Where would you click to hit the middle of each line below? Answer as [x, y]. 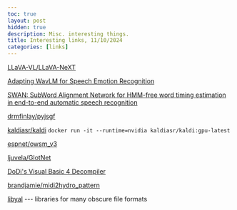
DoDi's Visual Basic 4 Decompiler [56, 171]
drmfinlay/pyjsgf [31, 116]
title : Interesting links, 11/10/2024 [65, 41]
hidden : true [27, 27]
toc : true [22, 14]
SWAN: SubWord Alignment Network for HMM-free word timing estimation [117, 95]
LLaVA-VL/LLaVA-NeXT [42, 67]
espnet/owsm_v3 [32, 144]
